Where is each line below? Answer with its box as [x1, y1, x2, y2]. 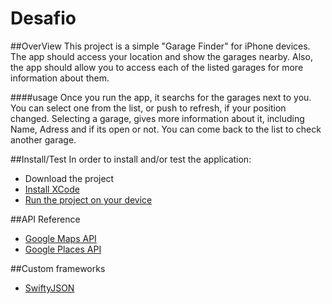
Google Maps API [24, 232, 97, 244]
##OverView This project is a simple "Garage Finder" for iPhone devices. [10, 40, 311, 52]
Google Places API [24, 243, 102, 255]
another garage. [10, 133, 77, 146]
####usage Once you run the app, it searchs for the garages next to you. [10, 91, 312, 103]
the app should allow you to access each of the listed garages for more [10, 61, 304, 73]
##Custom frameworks [10, 262, 106, 274]
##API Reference [10, 213, 81, 225]
